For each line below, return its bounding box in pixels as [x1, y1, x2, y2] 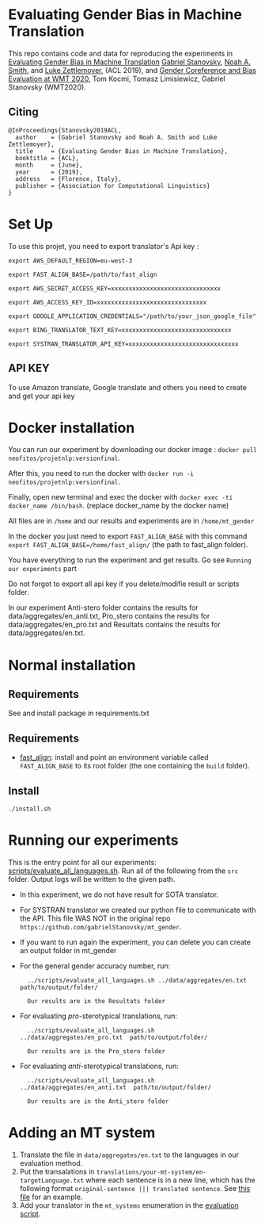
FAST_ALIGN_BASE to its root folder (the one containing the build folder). [19, 761, 251, 771]
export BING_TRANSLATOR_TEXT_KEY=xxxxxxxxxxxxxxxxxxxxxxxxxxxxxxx [8, 326, 232, 334]
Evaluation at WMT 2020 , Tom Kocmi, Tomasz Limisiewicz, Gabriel [8, 74, 225, 83]
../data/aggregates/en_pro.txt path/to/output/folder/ [19, 1033, 208, 1041]
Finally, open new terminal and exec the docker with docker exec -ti [8, 492, 233, 502]
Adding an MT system [8, 1124, 156, 1142]
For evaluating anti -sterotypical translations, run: [19, 1061, 180, 1071]
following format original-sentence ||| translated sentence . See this [19, 1183, 251, 1193]
